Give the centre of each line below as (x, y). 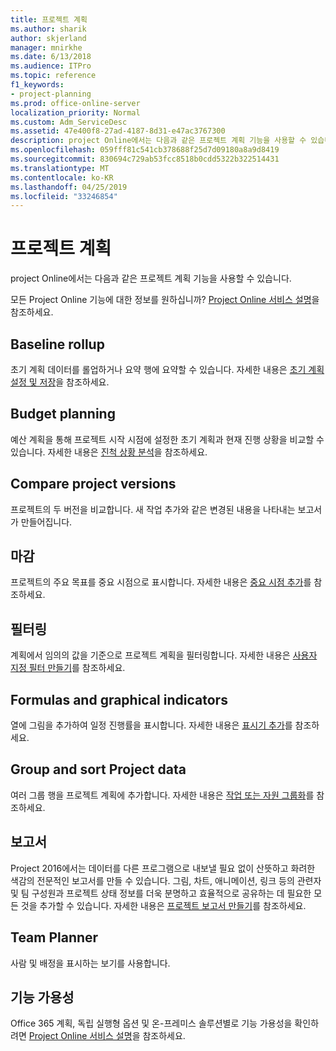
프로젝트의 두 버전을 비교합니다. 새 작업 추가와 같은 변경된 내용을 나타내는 (153, 509)
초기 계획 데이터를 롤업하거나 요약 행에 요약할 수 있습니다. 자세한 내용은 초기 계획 (167, 369)
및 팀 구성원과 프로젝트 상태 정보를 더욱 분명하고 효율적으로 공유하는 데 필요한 (161, 893)
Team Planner (54, 937)
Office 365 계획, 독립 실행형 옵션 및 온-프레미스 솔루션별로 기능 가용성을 (151, 1023)
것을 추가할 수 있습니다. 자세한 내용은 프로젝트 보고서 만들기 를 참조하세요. (163, 905)
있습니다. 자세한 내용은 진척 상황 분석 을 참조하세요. (109, 452)
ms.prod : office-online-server (75, 103)
